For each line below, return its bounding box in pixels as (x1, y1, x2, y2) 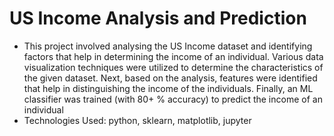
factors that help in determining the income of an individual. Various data (23, 50, 324, 62)
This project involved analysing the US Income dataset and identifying (23, 40, 313, 52)
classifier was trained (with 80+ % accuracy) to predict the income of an (23, 93, 323, 105)
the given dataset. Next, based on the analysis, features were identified (23, 72, 318, 84)
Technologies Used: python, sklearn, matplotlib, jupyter (23, 114, 252, 126)
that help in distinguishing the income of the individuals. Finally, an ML (23, 82, 314, 94)
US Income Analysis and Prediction (9, 7, 307, 30)
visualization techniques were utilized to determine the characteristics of (23, 61, 324, 73)
